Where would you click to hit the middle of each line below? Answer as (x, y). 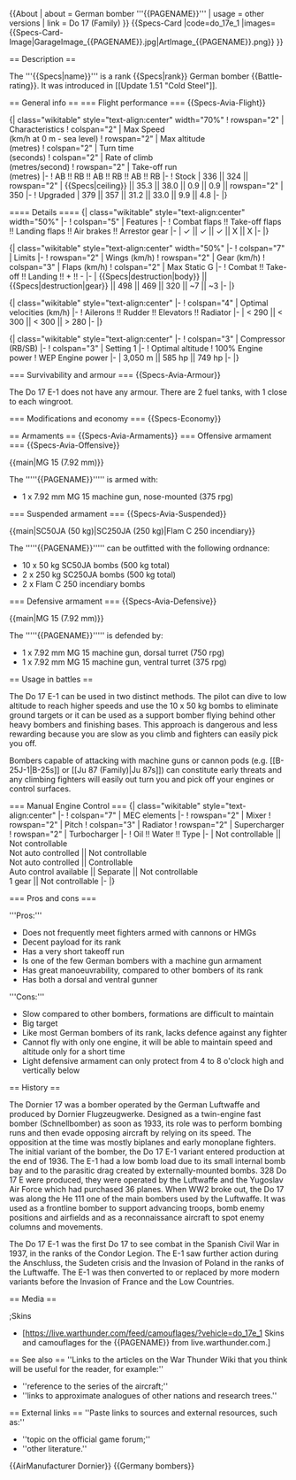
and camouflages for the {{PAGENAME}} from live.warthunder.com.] (146, 1342)
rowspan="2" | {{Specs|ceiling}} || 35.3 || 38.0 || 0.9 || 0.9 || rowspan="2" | (146, 185)
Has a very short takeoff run (73, 951)
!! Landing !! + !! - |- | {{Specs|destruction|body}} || (114, 276)
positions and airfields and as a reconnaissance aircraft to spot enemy (137, 1218)
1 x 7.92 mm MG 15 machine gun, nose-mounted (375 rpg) (128, 497)
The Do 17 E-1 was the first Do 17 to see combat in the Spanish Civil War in (144, 1244)
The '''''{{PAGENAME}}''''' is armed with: (84, 479)
